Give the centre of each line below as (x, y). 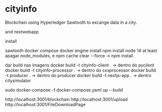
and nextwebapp (22, 32)
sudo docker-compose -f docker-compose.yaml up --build (64, 90)
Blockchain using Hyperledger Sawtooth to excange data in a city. (71, 22)
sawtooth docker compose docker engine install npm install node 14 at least (81, 50)
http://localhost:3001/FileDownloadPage (45, 104)
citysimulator (18, 80)
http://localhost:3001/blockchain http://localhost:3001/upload (66, 99)
